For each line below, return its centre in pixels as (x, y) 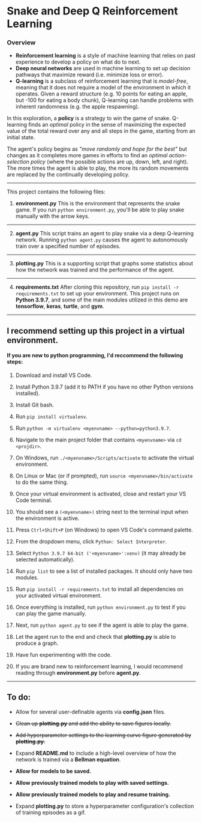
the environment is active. (47, 518)
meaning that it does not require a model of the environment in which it (103, 88)
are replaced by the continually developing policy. (68, 175)
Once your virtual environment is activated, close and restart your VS (101, 494)
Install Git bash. (35, 405)
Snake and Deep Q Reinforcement (93, 11)
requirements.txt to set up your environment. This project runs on (97, 294)
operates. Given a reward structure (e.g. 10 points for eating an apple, (101, 94)
